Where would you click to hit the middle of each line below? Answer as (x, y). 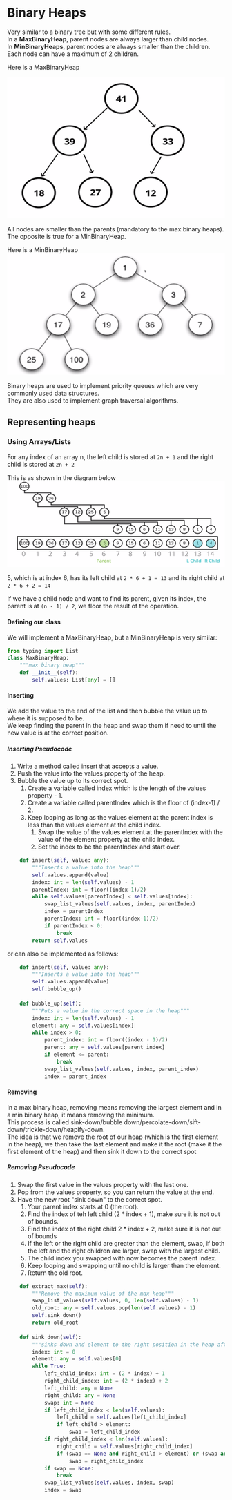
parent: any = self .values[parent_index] (105, 1048)
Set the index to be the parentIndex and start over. (109, 847)
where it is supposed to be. (46, 718)
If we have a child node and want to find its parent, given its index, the (107, 599)
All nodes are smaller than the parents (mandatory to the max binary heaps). (116, 229)
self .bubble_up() (57, 989)
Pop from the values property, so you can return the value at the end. (116, 1192)
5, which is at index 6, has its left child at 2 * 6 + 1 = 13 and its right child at (116, 578)
